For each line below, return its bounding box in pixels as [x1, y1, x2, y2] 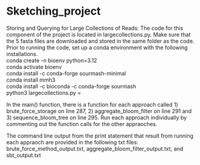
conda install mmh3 [6, 76, 56, 83]
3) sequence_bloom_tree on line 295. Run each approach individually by [6, 114, 187, 121]
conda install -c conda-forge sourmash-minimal [6, 69, 126, 77]
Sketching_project [6, 4, 102, 18]
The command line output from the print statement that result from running [6, 132, 193, 139]
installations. [6, 50, 38, 57]
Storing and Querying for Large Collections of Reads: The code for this [6, 24, 184, 32]
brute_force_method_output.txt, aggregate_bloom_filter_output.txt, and [6, 145, 184, 152]
